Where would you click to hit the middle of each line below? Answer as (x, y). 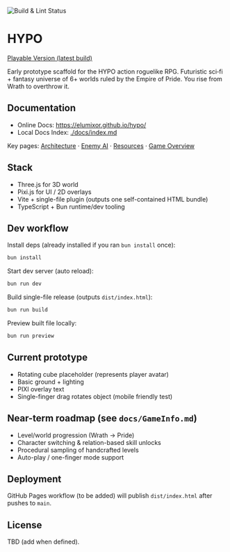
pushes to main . (30, 503)
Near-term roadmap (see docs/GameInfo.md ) (102, 418)
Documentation (42, 108)
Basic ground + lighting (51, 382)
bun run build (28, 310)
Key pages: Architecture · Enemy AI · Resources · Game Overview (101, 145)
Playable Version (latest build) (50, 58)
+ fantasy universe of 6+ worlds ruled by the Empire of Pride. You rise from (115, 79)
